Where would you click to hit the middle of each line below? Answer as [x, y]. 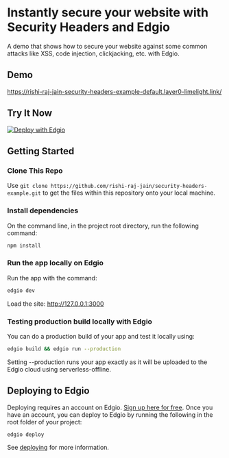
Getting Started [41, 151]
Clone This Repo [35, 171]
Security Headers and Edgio [88, 27]
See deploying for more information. [58, 448]
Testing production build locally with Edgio [80, 322]
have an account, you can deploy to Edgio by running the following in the [110, 414]
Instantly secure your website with [108, 13]
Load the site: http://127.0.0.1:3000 [56, 304]
